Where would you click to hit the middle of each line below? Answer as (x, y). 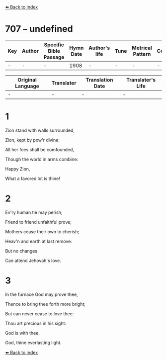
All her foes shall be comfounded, (40, 149)
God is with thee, (22, 333)
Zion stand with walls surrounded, (40, 130)
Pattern (142, 54)
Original (27, 80)
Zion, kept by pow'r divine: (32, 140)
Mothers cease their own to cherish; (42, 231)
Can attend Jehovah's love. (33, 261)
